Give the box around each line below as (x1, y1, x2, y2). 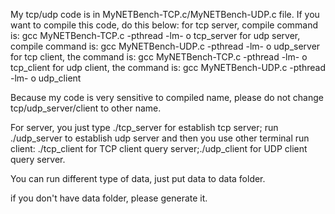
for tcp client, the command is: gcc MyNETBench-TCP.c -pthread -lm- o (10, 51, 308, 63)
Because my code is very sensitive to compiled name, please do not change (10, 92, 324, 103)
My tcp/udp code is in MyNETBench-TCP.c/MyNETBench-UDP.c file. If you (10, 9, 320, 20)
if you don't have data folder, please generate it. (10, 192, 208, 204)
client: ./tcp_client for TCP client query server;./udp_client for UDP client (10, 143, 308, 154)
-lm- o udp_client (10, 72, 82, 84)
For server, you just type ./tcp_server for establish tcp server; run (10, 122, 279, 133)
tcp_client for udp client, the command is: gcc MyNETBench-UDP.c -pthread (10, 62, 326, 73)
